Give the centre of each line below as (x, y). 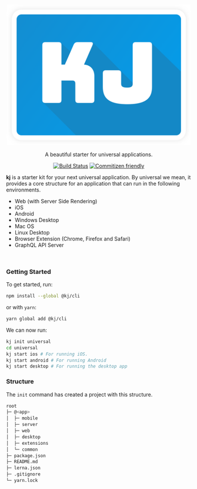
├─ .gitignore (24, 474)
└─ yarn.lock (22, 481)
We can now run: (27, 330)
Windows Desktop (37, 220)
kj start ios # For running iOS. (47, 354)
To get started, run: (29, 285)
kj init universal (29, 341)
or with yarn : (21, 308)
